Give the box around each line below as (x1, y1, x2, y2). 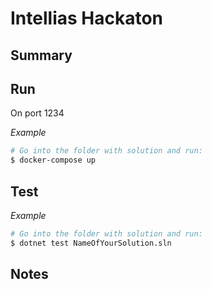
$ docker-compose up (10, 155, 97, 166)
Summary (10, 47, 73, 64)
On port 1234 (10, 107, 65, 119)
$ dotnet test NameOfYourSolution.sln (10, 238, 172, 248)
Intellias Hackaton (10, 7, 164, 30)
